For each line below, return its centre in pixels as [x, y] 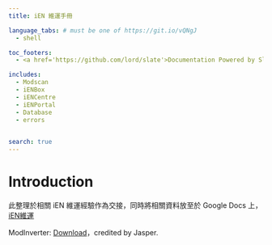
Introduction [51, 182]
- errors [30, 120]
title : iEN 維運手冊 [40, 16]
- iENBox [30, 90]
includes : [25, 75]
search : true [30, 142]
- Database [34, 112]
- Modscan [32, 82]
